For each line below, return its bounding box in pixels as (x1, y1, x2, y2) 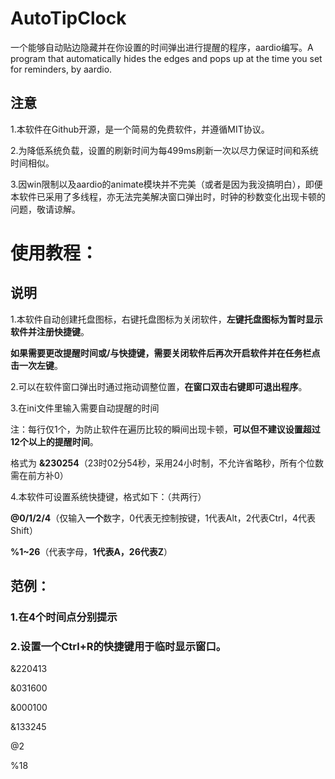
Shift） (10, 524, 38, 536)
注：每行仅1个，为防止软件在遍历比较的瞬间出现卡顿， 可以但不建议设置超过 (10, 423, 321, 435)
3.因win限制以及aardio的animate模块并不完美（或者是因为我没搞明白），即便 (10, 178, 323, 190)
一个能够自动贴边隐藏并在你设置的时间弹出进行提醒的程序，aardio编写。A (10, 41, 314, 53)
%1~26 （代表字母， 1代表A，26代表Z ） (10, 545, 173, 557)
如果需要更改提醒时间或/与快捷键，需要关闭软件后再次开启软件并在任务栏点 (10, 347, 321, 359)
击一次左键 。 (10, 359, 63, 371)
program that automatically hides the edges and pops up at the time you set (10, 52, 323, 64)
